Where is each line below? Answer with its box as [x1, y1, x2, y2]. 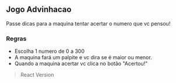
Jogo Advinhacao [6, 5, 72, 15]
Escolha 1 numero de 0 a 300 [14, 48, 85, 55]
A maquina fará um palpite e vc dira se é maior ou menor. [14, 54, 153, 61]
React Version [20, 71, 54, 78]
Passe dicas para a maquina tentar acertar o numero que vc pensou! [6, 20, 171, 27]
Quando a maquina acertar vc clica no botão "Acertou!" [14, 60, 148, 67]
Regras [6, 34, 27, 42]
